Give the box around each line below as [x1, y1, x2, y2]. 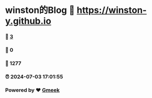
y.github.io [5, 15, 51, 27]
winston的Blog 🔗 [5, 4, 75, 16]
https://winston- [76, 4, 147, 16]
